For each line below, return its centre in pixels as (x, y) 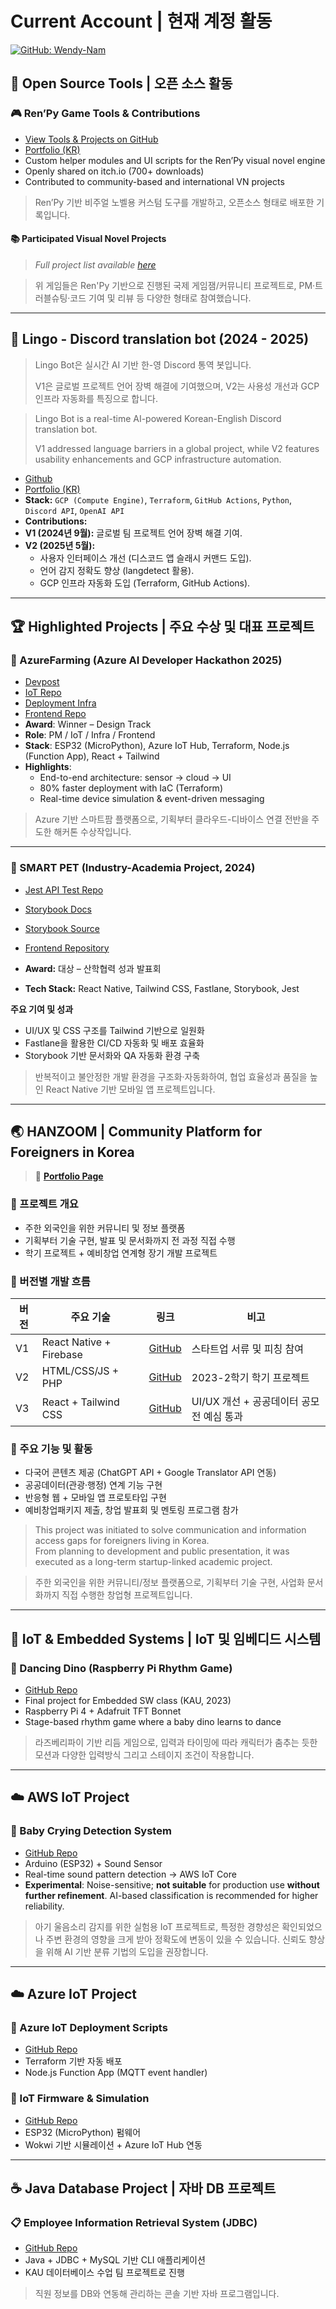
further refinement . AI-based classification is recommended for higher (171, 1895)
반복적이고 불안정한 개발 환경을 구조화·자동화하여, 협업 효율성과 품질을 (171, 1076)
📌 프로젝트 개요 (44, 1204)
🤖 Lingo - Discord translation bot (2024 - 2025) (160, 339)
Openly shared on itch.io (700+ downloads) (114, 171)
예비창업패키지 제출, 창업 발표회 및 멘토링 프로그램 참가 (131, 1510)
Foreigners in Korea (72, 1152)
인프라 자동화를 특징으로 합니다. (96, 398)
